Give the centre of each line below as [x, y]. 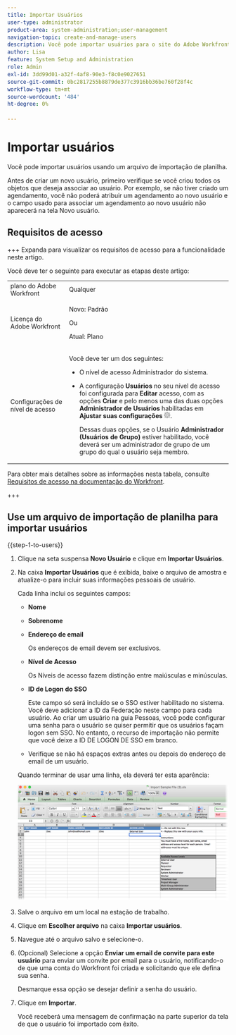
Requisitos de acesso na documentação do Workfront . [86, 481]
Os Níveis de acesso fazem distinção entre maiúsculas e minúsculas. [128, 675]
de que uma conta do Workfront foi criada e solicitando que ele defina [119, 968]
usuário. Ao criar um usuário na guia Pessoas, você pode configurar [126, 718]
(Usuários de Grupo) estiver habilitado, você [144, 437]
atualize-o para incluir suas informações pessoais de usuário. [106, 580]
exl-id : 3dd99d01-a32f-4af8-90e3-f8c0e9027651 [77, 74]
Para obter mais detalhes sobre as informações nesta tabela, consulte [109, 474]
